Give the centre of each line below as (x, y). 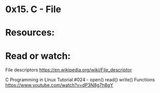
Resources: (30, 33)
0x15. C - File (33, 9)
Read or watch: (38, 56)
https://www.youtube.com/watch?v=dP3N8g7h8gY (59, 85)
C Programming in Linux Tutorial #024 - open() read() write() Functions (80, 80)
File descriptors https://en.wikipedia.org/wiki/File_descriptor (68, 70)
